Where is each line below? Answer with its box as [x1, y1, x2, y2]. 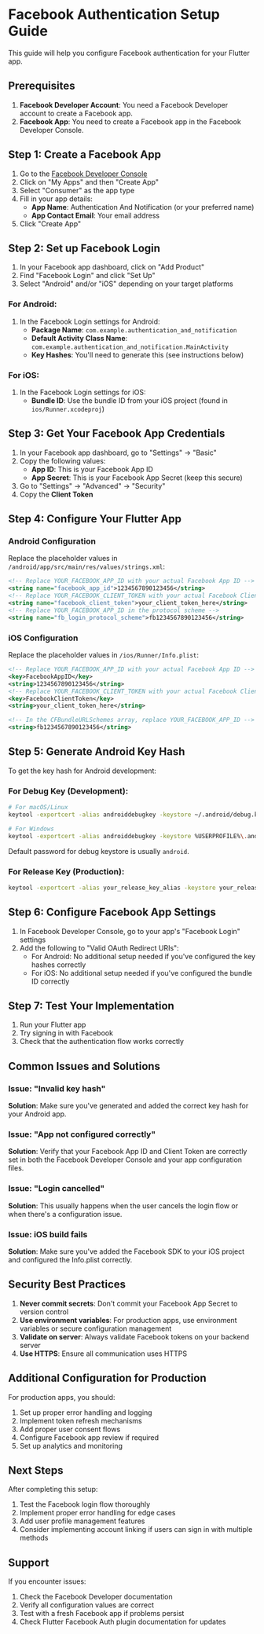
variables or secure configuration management [19, 1324, 172, 1333]
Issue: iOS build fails [8, 1229, 88, 1240]
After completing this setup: [8, 1485, 98, 1494]
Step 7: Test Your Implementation [8, 999, 174, 1013]
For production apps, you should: [8, 1392, 115, 1401]
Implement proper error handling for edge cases [19, 1508, 176, 1518]
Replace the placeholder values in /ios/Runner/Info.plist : [8, 650, 199, 660]
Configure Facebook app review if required [19, 1432, 159, 1442]
